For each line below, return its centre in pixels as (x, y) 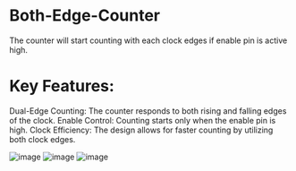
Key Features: (62, 86)
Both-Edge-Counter (85, 16)
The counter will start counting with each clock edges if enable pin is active (148, 40)
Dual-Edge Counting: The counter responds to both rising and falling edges (148, 111)
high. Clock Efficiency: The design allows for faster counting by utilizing (141, 130)
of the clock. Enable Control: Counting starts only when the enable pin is (143, 120)
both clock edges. (42, 139)
